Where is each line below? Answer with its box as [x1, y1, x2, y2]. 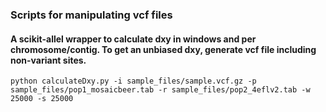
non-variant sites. [10, 54, 87, 66]
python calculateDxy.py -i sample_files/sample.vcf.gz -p [10, 76, 257, 87]
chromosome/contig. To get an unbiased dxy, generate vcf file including [10, 43, 317, 55]
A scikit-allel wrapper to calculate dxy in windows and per [10, 33, 257, 45]
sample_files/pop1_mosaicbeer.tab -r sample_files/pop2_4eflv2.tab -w [10, 85, 311, 95]
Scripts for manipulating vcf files [10, 8, 173, 22]
